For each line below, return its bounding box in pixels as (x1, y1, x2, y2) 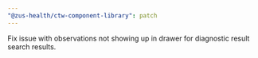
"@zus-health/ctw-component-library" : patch (7, 11, 158, 20)
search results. (7, 41, 57, 52)
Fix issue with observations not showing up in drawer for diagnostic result (7, 33, 250, 43)
